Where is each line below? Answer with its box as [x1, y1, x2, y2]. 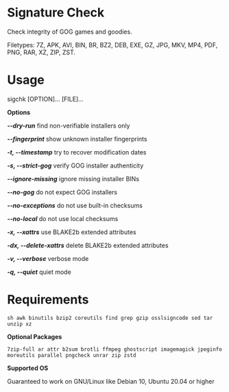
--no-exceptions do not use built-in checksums [7, 201, 143, 209]
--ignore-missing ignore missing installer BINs [7, 174, 139, 183]
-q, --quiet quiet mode [7, 268, 72, 276]
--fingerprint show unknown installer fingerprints [7, 135, 147, 143]
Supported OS [7, 364, 49, 372]
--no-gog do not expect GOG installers [7, 187, 118, 196]
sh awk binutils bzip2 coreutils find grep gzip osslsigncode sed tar [7, 314, 213, 321]
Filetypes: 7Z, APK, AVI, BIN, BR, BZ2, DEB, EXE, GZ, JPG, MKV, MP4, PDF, [7, 41, 218, 49]
